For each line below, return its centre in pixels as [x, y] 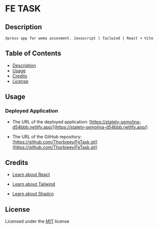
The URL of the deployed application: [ [52, 121]
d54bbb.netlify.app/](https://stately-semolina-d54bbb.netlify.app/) [80, 127]
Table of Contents [33, 53]
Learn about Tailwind [34, 184]
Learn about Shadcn [33, 194]
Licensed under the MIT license [37, 222]
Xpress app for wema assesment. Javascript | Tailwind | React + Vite [79, 38]
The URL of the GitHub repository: [47, 136]
